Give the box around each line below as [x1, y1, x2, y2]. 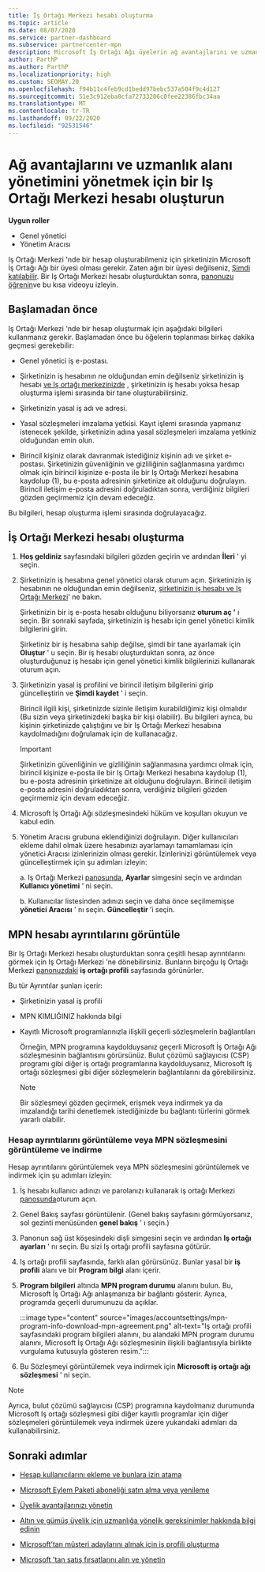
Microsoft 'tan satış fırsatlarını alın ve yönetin [19, 1555, 166, 1565]
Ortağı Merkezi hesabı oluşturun [8, 189, 225, 207]
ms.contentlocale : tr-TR [8, 107, 90, 115]
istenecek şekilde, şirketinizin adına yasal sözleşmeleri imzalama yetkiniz [19, 427, 257, 436]
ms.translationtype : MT [8, 100, 87, 107]
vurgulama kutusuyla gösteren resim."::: [19, 1347, 149, 1356]
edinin [19, 1525, 40, 1534]
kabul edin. [19, 817, 56, 827]
